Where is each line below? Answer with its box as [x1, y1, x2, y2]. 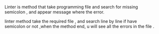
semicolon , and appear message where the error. [4, 9, 105, 15]
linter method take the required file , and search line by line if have [4, 19, 137, 24]
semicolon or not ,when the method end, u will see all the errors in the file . [4, 23, 154, 29]
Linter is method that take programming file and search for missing [4, 4, 138, 10]
